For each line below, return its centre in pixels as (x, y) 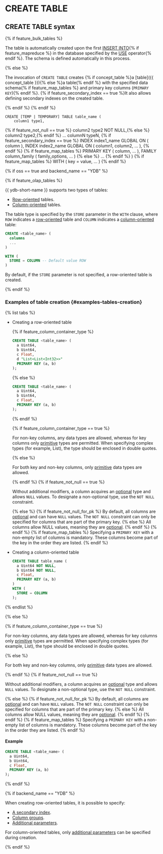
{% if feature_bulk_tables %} (34, 38)
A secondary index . (32, 812)
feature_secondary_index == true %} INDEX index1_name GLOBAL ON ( (77, 141)
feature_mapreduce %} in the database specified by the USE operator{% (78, 53)
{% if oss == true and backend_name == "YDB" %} (57, 171)
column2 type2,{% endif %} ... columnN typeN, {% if (58, 135)
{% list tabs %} (20, 313)
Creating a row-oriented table (42, 322)
